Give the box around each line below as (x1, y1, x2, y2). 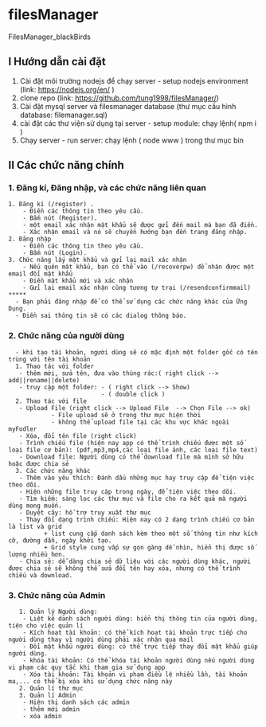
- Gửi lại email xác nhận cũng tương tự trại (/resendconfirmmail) (22, 284, 251, 292)
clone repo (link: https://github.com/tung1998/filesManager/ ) (19, 93, 220, 103)
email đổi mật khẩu (8, 270, 73, 278)
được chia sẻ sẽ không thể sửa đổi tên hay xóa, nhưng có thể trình (8, 564, 241, 573)
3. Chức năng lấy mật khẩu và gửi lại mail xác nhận (8, 256, 187, 264)
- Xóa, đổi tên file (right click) (18, 432, 137, 440)
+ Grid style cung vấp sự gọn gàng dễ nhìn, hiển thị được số (43, 543, 255, 551)
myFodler (8, 424, 37, 433)
